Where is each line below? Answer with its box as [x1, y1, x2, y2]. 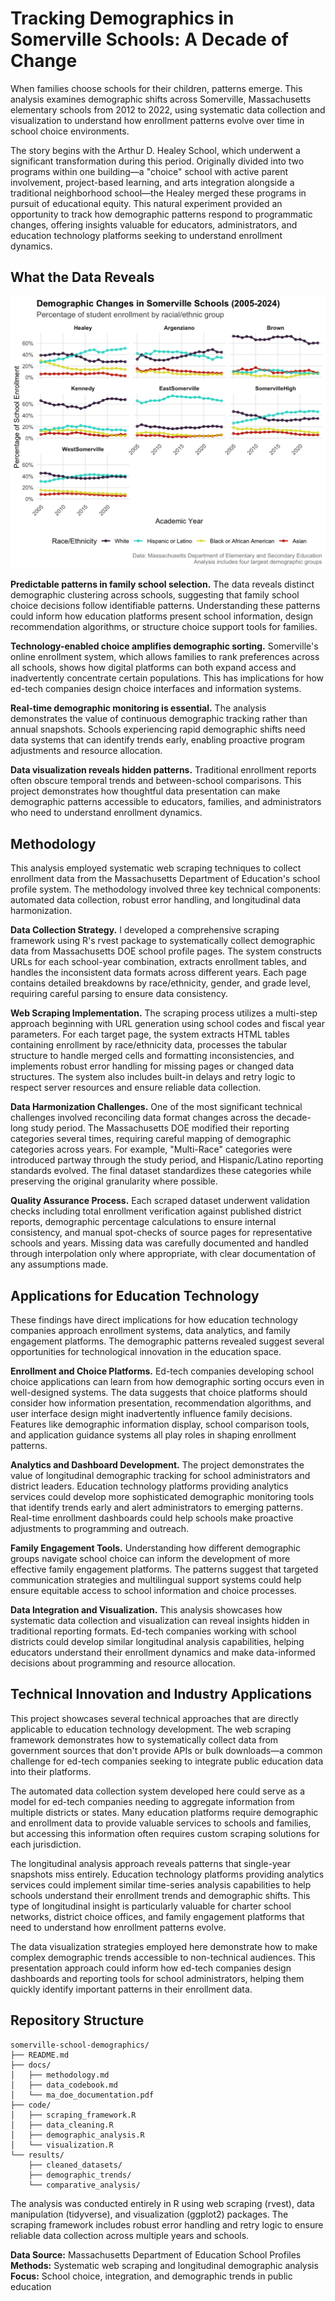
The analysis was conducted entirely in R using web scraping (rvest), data [10, 2197, 315, 2209]
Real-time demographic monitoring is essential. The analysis [10, 702, 267, 714]
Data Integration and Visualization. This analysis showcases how [10, 1603, 283, 1616]
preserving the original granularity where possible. [10, 1175, 218, 1187]
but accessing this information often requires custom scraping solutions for [10, 1827, 320, 1839]
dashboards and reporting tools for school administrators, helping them [10, 1972, 305, 1984]
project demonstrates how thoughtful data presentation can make [10, 785, 281, 797]
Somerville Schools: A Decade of [10, 28, 289, 51]
